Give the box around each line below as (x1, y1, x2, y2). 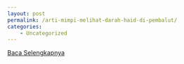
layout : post (7, 10, 46, 17)
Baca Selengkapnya (7, 49, 65, 57)
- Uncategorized (20, 29, 68, 37)
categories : (7, 23, 42, 30)
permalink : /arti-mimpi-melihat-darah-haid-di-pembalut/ (7, 17, 178, 24)
